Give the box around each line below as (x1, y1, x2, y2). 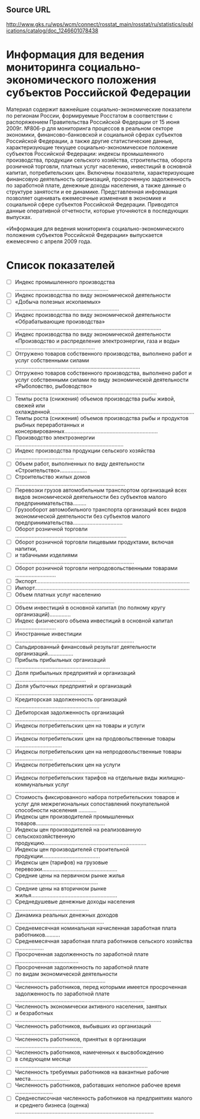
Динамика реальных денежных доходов (14, 911, 118, 918)
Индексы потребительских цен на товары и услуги (14, 722, 145, 729)
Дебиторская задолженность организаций (14, 708, 124, 716)
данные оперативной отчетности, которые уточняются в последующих (6, 207, 189, 214)
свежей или (14, 402, 45, 409)
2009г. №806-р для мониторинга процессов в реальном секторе (6, 125, 173, 132)
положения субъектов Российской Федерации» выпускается (6, 231, 163, 238)
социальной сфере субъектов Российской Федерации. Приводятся (6, 201, 179, 208)
